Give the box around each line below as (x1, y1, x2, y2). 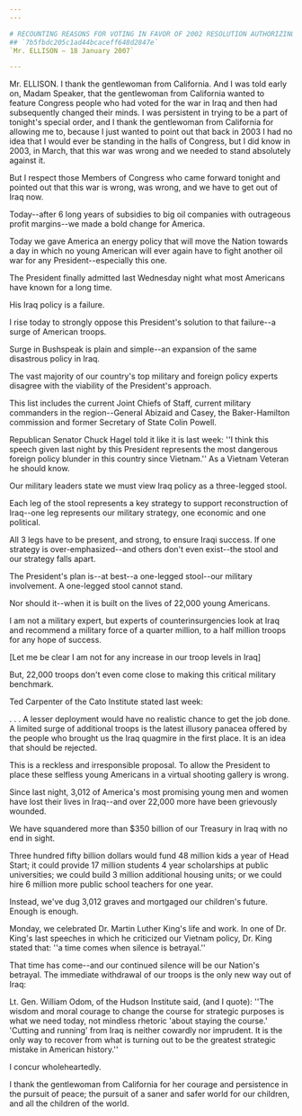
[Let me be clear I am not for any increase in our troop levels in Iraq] (9, 652, 262, 663)
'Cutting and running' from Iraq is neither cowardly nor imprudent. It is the (9, 1025, 283, 1036)
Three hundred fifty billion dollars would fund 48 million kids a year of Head (9, 851, 289, 862)
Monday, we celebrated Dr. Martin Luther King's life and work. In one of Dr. (9, 924, 287, 934)
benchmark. (9, 679, 54, 690)
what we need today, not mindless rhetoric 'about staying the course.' (9, 1015, 268, 1026)
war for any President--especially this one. (9, 255, 168, 266)
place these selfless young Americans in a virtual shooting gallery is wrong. (9, 770, 289, 781)
